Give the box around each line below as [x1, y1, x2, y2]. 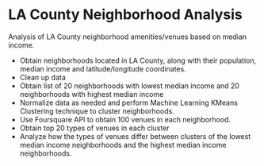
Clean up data [19, 72, 66, 82]
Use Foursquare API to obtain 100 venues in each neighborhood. [19, 114, 231, 124]
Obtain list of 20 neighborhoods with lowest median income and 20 [19, 81, 240, 91]
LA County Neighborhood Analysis [8, 6, 243, 24]
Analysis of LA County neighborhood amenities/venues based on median [8, 32, 247, 41]
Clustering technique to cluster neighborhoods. [19, 106, 174, 116]
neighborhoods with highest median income [19, 89, 164, 98]
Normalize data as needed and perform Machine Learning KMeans [19, 98, 238, 107]
